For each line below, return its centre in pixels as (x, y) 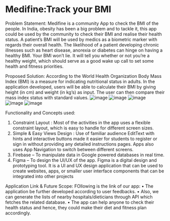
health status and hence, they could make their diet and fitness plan (76, 207)
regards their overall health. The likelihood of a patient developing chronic (82, 45)
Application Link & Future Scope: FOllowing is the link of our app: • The (79, 186)
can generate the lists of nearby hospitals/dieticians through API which (79, 197)
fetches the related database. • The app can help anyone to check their (80, 202)
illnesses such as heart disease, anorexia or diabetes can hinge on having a (84, 50)
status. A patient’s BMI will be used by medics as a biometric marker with (81, 39)
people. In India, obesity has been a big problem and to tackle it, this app (81, 28)
